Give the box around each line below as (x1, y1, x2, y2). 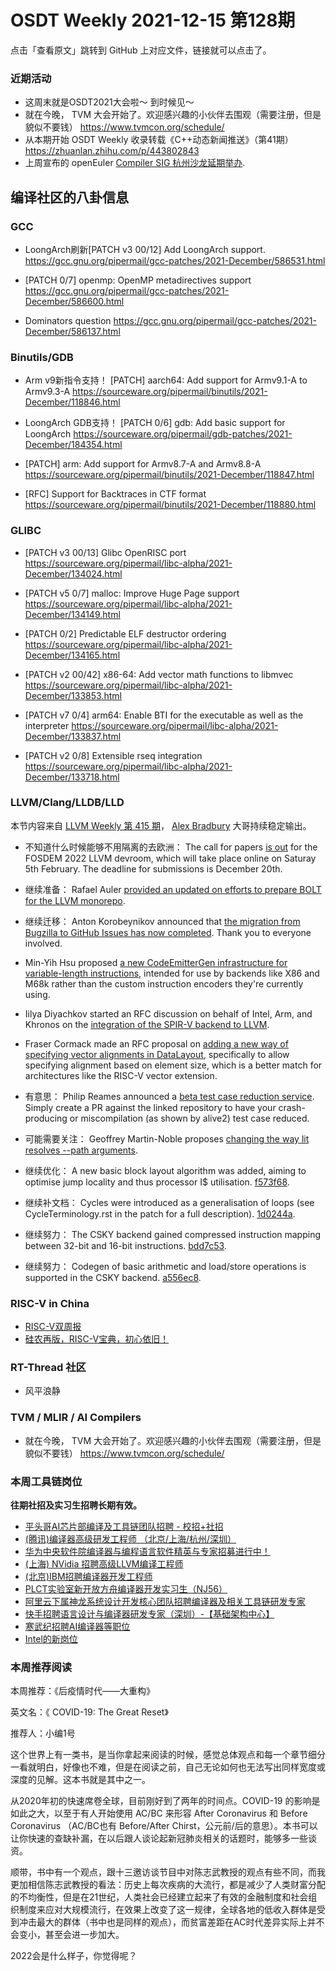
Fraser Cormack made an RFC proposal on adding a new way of (24, 1037, 289, 1050)
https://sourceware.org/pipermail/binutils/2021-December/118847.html (24, 469, 315, 481)
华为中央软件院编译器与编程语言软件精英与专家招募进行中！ (24, 1546, 271, 1557)
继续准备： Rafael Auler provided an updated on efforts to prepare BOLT (24, 883, 322, 895)
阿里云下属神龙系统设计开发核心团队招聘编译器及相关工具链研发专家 (24, 1596, 306, 1607)
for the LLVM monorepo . (24, 894, 126, 906)
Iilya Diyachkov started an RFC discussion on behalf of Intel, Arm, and (24, 1007, 313, 1020)
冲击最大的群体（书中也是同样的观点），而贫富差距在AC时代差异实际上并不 (18, 1916, 325, 1928)
